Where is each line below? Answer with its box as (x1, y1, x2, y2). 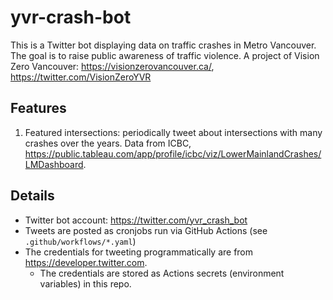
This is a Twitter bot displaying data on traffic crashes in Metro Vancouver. (10, 39, 317, 51)
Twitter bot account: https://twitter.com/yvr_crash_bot (24, 214, 248, 226)
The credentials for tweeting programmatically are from (24, 246, 254, 258)
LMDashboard (24, 158, 84, 170)
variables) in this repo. (39, 277, 132, 290)
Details (10, 187, 55, 205)
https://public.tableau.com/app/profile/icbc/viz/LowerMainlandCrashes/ (24, 147, 322, 160)
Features (10, 100, 67, 117)
